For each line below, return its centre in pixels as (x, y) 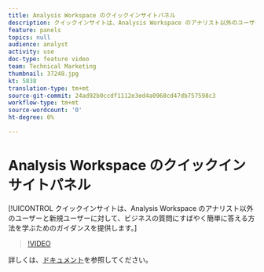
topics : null (29, 37)
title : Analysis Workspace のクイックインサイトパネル (92, 15)
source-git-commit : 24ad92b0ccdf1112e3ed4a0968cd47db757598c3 (112, 96)
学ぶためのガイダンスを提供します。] (79, 227)
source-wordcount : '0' (45, 111)
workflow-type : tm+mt (44, 103)
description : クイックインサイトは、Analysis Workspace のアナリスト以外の (123, 23)
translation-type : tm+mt (49, 88)
